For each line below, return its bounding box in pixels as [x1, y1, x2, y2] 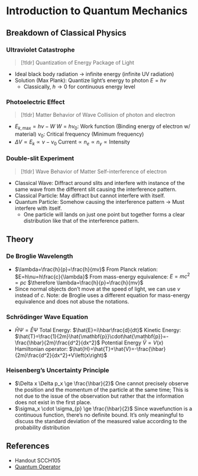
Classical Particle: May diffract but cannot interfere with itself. [14, 191, 165, 199]
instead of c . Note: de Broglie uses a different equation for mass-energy [14, 292, 190, 299]
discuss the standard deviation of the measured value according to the [14, 417, 187, 424]
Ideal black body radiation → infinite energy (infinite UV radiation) [14, 70, 174, 78]
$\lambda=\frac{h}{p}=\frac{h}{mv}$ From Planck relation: [14, 266, 158, 273]
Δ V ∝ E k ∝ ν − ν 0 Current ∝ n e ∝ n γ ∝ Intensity [14, 138, 130, 146]
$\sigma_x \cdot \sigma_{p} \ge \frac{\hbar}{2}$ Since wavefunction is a [14, 405, 193, 412]
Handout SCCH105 [14, 456, 61, 464]
